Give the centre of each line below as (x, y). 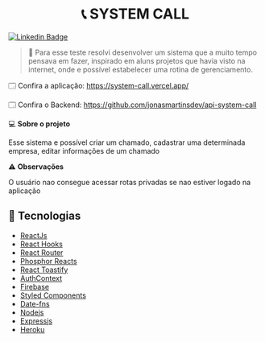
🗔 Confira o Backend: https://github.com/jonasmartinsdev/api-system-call (132, 105)
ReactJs (33, 235)
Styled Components (53, 295)
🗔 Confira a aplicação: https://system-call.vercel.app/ (99, 85)
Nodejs (32, 312)
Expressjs (36, 321)
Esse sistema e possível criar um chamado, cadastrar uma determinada (127, 142)
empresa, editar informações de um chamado (84, 150)
